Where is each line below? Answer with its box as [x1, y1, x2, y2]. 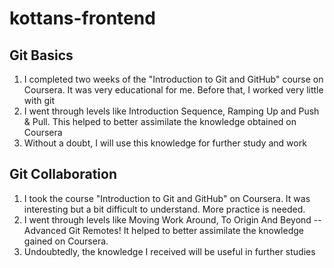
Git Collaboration [9, 166, 118, 183]
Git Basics [9, 47, 74, 64]
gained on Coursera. [23, 235, 109, 247]
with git [23, 95, 55, 106]
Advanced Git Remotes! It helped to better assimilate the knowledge [23, 224, 304, 236]
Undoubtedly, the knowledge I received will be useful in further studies [23, 245, 316, 257]
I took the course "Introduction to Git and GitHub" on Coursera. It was [23, 192, 311, 204]
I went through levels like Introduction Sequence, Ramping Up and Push [23, 105, 320, 117]
